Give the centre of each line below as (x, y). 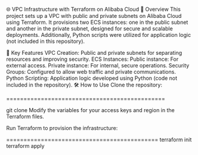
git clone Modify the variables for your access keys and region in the (90, 110)
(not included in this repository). (46, 41)
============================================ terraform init (99, 139)
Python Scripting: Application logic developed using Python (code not (92, 78)
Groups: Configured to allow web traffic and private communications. (91, 72)
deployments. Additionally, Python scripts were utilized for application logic (99, 35)
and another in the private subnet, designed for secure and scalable (89, 29)
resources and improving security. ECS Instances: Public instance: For (92, 59)
